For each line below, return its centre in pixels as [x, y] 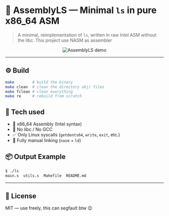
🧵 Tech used [25, 112]
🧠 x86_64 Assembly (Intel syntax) [47, 124]
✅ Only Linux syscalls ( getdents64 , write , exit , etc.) [66, 135]
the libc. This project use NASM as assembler [65, 40]
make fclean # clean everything [39, 92]
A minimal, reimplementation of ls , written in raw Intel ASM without [87, 35]
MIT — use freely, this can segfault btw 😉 [49, 208]
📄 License [21, 196]
